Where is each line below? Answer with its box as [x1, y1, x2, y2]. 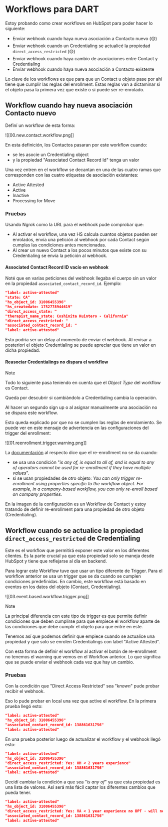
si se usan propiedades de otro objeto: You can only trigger [12, 475, 135, 481]
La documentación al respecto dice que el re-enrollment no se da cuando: [5, 450, 158, 456]
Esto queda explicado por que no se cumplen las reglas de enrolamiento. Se [5, 420, 162, 426]
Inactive [12, 192, 29, 198]
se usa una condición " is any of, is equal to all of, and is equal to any [12, 459, 154, 465]
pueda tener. [5, 789, 31, 796]
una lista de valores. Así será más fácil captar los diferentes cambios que [5, 784, 156, 790]
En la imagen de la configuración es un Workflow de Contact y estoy [5, 501, 146, 507]
